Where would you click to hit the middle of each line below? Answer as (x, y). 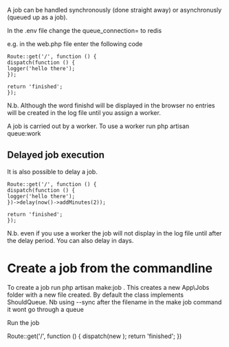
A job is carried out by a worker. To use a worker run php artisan (98, 126)
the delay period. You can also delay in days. (70, 240)
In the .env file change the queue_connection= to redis (85, 31)
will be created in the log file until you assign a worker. (84, 113)
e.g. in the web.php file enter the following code (75, 44)
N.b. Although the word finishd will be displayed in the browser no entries (111, 105)
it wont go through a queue (45, 309)
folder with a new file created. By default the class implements (96, 295)
